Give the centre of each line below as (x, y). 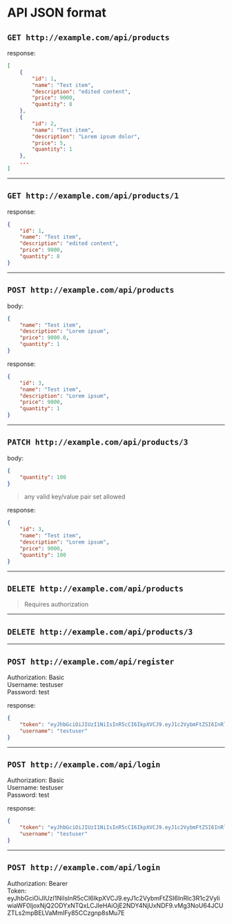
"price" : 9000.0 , (45, 338)
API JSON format (57, 13)
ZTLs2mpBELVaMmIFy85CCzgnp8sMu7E (66, 913)
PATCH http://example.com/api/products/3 (98, 442)
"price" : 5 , (49, 143)
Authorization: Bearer (37, 883)
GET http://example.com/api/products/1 (93, 196)
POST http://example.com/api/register (91, 662)
